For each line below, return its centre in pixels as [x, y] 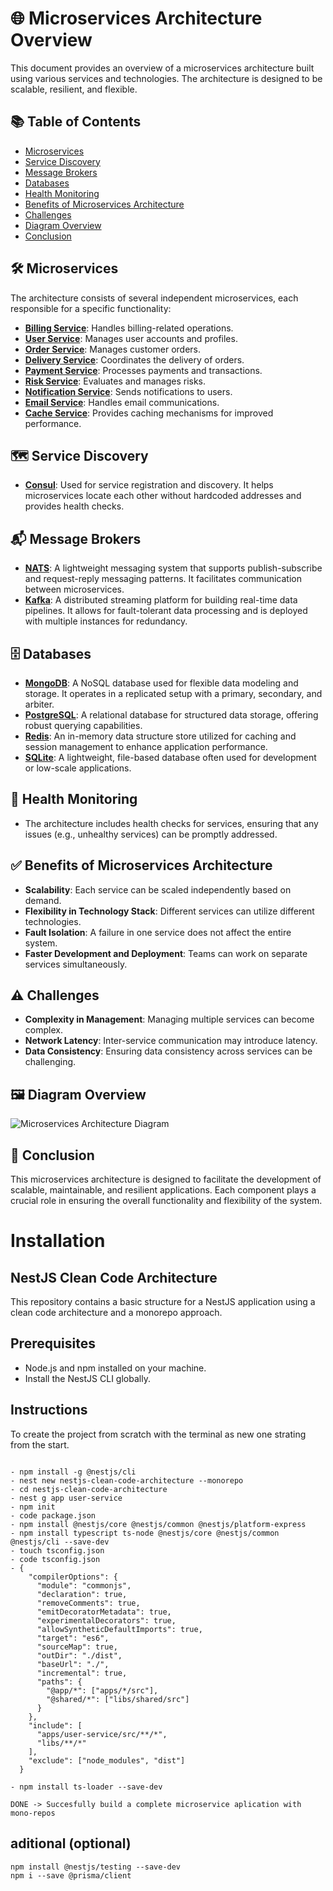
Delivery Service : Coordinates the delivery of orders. [134, 359]
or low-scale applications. [78, 768]
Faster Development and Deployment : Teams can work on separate [166, 953]
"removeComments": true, [88, 1603]
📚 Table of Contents [76, 122]
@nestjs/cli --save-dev [60, 1542]
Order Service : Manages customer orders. [113, 349]
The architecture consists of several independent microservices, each [154, 298]
